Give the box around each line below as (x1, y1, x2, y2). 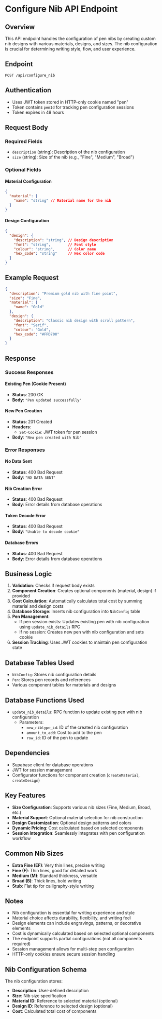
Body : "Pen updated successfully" (12, 397, 82, 403)
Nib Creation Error (5, 485, 43, 492)
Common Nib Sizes (5, 849, 64, 858)
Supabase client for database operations (12, 762, 93, 768)
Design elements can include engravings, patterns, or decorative (12, 920, 141, 926)
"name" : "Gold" (14, 305, 44, 310)
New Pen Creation (5, 408, 42, 414)
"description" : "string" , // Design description (14, 237, 114, 243)
